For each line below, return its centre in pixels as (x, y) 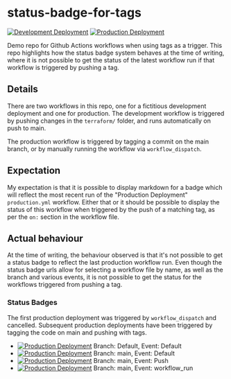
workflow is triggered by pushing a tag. (63, 67)
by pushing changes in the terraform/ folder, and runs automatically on (109, 121)
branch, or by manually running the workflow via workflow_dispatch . (105, 149)
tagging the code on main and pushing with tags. (77, 332)
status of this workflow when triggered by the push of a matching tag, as (111, 209)
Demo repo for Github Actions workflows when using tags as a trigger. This (115, 45)
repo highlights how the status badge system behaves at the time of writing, (116, 53)
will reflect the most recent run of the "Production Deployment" (98, 195)
